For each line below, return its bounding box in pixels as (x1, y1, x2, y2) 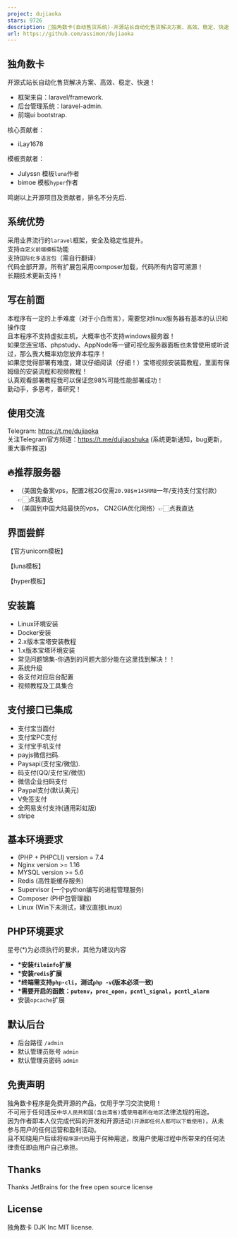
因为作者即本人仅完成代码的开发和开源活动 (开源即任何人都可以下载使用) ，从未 (7, 1117, 224, 1125)
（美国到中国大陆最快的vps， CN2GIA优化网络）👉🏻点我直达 (17, 504, 195, 513)
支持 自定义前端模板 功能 (7, 244, 69, 253)
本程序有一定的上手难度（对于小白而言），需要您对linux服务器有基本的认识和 (7, 314, 228, 322)
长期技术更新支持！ (7, 271, 63, 280)
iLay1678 (17, 140, 44, 148)
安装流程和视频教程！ (25, 367, 88, 375)
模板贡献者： (7, 155, 44, 163)
